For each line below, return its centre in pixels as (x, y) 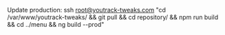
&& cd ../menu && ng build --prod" (56, 24)
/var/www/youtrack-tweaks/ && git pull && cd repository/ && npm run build (113, 17)
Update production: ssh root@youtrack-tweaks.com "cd (87, 10)
